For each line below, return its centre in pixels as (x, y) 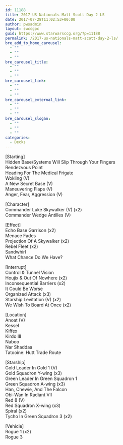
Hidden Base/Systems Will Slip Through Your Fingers (60, 162)
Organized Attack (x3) (28, 294)
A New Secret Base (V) (29, 184)
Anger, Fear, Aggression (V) (34, 195)
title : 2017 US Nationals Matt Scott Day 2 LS (55, 15)
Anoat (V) (15, 320)
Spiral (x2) (16, 411)
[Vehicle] (15, 426)
